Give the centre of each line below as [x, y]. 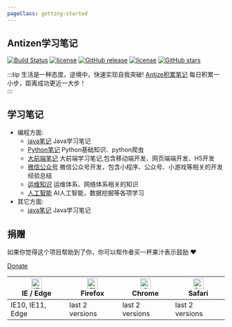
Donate [18, 266]
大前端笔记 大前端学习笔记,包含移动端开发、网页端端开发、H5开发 [121, 158]
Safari [198, 293]
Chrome [145, 293]
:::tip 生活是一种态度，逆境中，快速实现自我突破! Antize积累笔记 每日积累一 [114, 75]
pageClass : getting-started [48, 13]
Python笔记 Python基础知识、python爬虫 [86, 150]
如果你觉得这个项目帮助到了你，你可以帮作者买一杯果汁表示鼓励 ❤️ [102, 252]
